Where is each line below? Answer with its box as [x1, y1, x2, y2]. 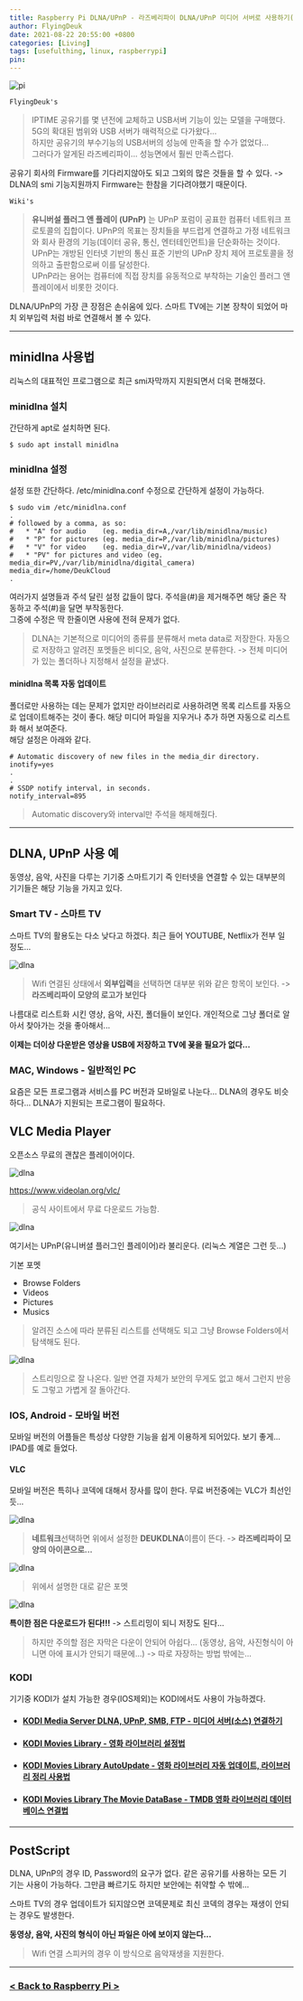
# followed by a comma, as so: [9, 519, 127, 529]
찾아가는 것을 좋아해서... [25, 1019, 111, 1030]
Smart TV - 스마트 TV [9, 907, 102, 920]
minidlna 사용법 [9, 350, 95, 365]
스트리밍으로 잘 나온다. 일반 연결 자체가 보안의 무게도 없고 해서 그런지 [31, 1373, 275, 1384]
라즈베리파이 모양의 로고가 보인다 [31, 989, 147, 1000]
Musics [22, 1306, 50, 1317]
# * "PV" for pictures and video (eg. [9, 550, 164, 560]
